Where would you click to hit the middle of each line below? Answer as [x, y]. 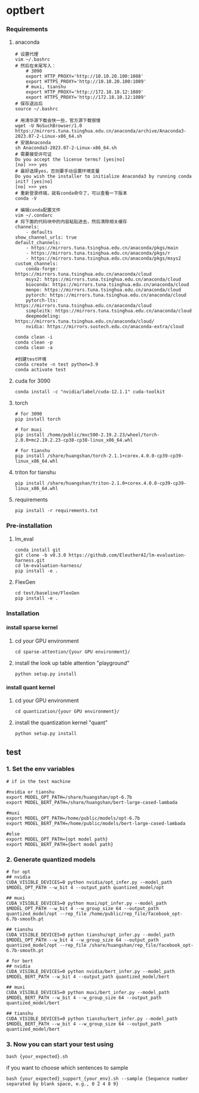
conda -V [26, 198]
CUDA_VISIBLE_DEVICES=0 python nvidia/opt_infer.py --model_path [89, 883]
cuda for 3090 [33, 381]
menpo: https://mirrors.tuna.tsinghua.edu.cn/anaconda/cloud [103, 290]
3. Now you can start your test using [60, 1044]
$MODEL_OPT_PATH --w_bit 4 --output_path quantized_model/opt [85, 888]
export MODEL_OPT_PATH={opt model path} [57, 839]
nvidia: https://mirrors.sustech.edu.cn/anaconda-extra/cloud [105, 327]
